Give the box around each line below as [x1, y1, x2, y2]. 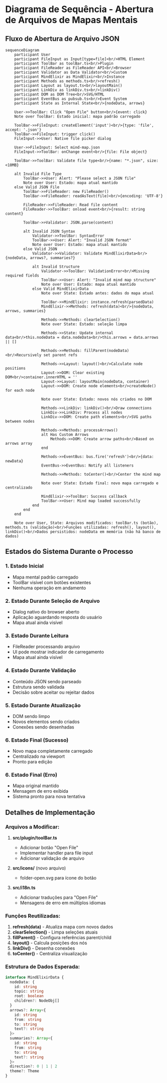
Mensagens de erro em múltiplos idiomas [20, 900, 106, 906]
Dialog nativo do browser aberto [12, 608, 79, 614]
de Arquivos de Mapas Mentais [5, 14, 138, 26]
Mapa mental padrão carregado [12, 574, 79, 580]
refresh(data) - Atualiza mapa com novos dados [12, 924, 113, 930]
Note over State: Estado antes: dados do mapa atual [41, 291, 154, 296]
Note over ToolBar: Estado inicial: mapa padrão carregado [14, 114, 141, 119]
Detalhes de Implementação [5, 808, 96, 816]
